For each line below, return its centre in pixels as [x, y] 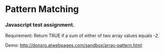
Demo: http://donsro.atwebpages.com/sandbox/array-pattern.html [74, 45]
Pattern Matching [42, 9]
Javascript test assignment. [40, 25]
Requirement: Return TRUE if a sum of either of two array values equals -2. [82, 35]
